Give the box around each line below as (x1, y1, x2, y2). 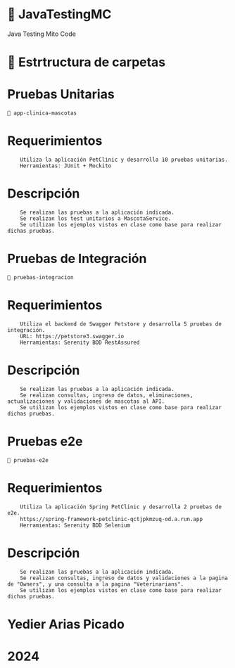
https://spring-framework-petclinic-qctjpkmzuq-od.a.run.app (20, 515, 203, 522)
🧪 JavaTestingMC (7, 6, 112, 23)
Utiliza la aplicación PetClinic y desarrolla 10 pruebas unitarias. (20, 156, 229, 163)
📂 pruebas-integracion (7, 274, 74, 281)
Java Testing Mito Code (7, 30, 76, 38)
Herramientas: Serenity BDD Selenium (20, 522, 131, 529)
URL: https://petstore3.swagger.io (20, 333, 125, 340)
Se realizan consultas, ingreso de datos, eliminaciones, (20, 392, 193, 399)
